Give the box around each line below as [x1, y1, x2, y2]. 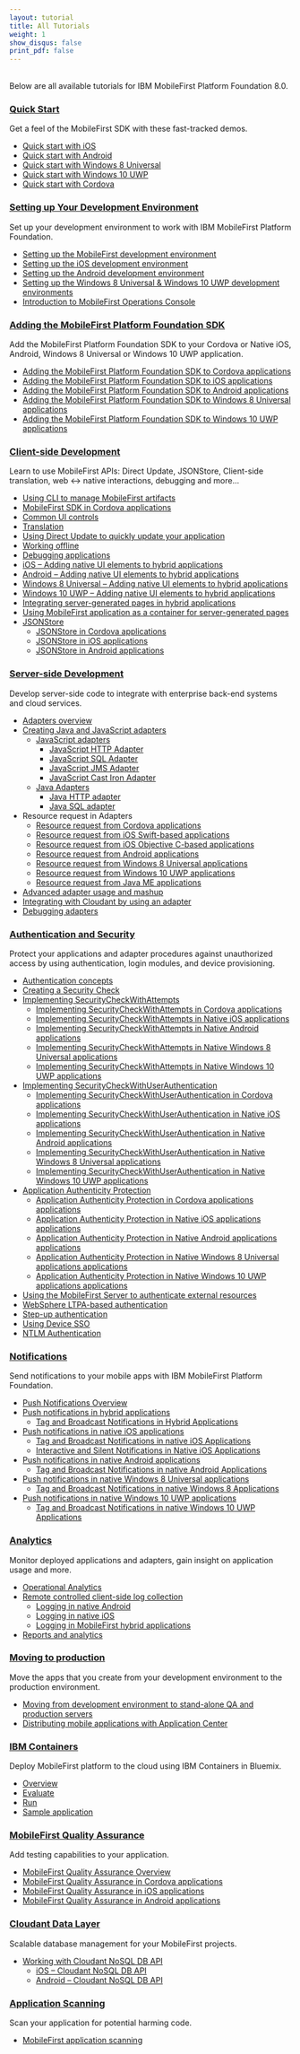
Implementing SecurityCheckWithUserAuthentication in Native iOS [35, 1109, 280, 1119]
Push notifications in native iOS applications [21, 1426, 185, 1437]
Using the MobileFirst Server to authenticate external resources [21, 1289, 257, 1301]
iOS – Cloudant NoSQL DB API [35, 1965, 148, 1976]
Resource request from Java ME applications [35, 876, 201, 888]
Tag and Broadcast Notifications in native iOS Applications [35, 1436, 252, 1447]
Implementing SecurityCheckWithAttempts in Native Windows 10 [35, 1060, 275, 1072]
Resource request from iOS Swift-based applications [35, 829, 230, 840]
